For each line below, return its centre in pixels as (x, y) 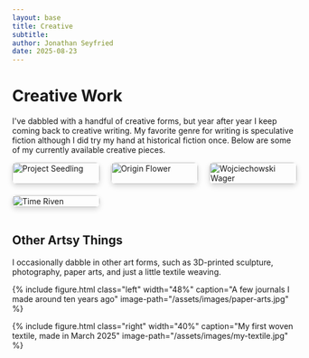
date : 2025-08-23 (45, 52)
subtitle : (31, 34)
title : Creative (42, 26)
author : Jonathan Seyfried (63, 43)
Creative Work (67, 96)
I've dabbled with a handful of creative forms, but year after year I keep (145, 121)
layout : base (37, 18)
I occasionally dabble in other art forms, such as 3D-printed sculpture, (143, 262)
